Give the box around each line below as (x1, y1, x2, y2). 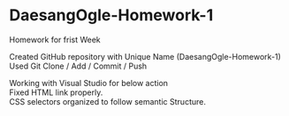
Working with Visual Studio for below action (9, 77, 169, 88)
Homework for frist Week (9, 34, 102, 45)
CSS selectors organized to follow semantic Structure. (9, 96, 206, 106)
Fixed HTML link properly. (9, 87, 103, 98)
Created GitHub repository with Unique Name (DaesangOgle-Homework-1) (9, 51, 281, 62)
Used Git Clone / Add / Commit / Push (9, 61, 148, 71)
